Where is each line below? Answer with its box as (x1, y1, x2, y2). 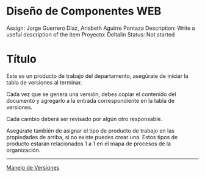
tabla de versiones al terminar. (6, 78, 82, 86)
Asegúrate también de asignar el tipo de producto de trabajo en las (6, 127, 175, 134)
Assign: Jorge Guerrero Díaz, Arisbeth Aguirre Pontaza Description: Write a (6, 24, 195, 32)
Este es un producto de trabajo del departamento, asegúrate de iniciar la (6, 72, 189, 80)
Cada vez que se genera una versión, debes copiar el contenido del (6, 90, 176, 98)
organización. (6, 146, 41, 153)
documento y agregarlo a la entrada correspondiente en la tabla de (6, 97, 175, 104)
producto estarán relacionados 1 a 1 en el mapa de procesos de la (6, 140, 171, 147)
